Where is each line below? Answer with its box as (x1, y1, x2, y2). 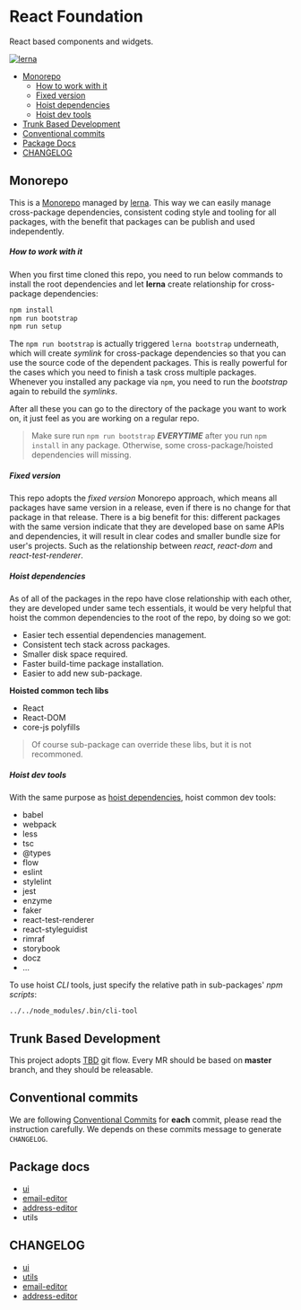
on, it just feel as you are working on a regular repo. (9, 413, 200, 424)
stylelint (21, 876, 52, 887)
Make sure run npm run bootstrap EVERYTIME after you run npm (30, 430, 267, 441)
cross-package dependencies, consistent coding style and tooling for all (9, 207, 277, 217)
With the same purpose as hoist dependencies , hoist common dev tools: (9, 792, 276, 803)
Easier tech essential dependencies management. (21, 630, 207, 641)
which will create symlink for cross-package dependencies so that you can (9, 348, 287, 358)
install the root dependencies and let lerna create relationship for (9, 279, 249, 289)
